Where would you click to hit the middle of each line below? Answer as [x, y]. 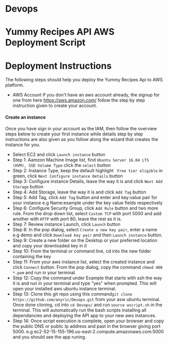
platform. [15, 85]
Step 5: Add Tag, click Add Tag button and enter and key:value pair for [85, 197]
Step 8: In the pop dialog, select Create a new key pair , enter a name [85, 229]
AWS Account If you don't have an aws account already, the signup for [86, 95]
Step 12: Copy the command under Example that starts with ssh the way [87, 278]
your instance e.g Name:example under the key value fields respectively [88, 203]
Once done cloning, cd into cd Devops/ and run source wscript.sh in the [87, 305]
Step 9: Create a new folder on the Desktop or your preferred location [85, 240]
